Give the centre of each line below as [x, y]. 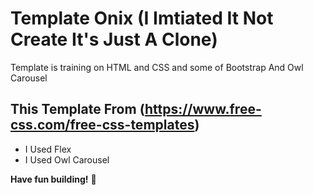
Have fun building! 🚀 [53, 179]
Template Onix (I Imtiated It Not [142, 18]
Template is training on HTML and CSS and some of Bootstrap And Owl [157, 67]
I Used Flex [48, 149]
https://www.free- [203, 109]
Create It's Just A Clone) [114, 39]
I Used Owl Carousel [67, 159]
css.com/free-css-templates [102, 125]
